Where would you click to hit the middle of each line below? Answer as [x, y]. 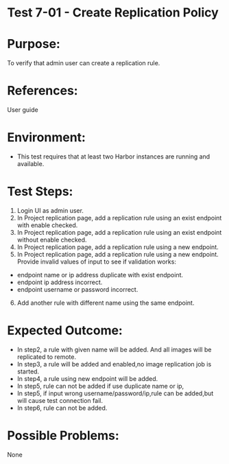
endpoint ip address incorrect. [60, 282]
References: [43, 91]
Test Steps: [40, 192]
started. [28, 371]
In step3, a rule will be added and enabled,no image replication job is [114, 364]
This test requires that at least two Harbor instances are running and [113, 156]
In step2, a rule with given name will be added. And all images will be [114, 349]
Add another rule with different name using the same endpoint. [106, 303]
